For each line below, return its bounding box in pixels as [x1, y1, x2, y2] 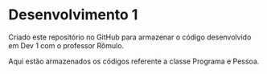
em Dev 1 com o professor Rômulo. [8, 40, 125, 50]
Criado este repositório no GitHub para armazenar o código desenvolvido [8, 32, 252, 42]
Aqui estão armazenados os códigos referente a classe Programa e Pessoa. [8, 56, 260, 66]
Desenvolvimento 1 [8, 6, 138, 24]
